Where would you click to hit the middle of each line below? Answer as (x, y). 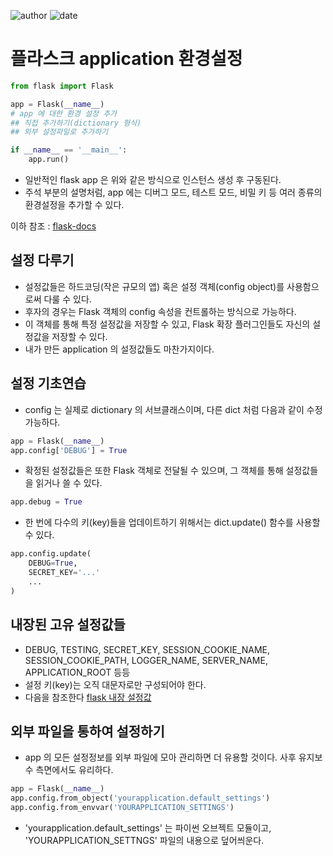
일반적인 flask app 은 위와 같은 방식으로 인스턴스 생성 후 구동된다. (153, 180)
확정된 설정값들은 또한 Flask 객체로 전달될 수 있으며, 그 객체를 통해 (154, 471)
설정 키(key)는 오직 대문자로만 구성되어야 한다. (115, 684)
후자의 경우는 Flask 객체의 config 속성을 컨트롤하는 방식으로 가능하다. (160, 311)
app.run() (49, 160)
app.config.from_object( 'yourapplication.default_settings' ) (140, 798)
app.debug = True (46, 502)
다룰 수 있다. (67, 299)
